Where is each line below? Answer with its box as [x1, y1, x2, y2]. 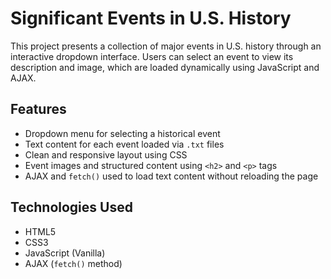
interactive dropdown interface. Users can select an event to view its [10, 50, 294, 62]
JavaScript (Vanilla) [24, 247, 106, 259]
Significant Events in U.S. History [10, 7, 292, 30]
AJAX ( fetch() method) [24, 257, 123, 269]
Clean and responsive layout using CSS [24, 148, 188, 161]
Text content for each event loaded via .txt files [24, 138, 225, 150]
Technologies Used [10, 199, 133, 216]
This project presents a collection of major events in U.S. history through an [10, 40, 322, 52]
